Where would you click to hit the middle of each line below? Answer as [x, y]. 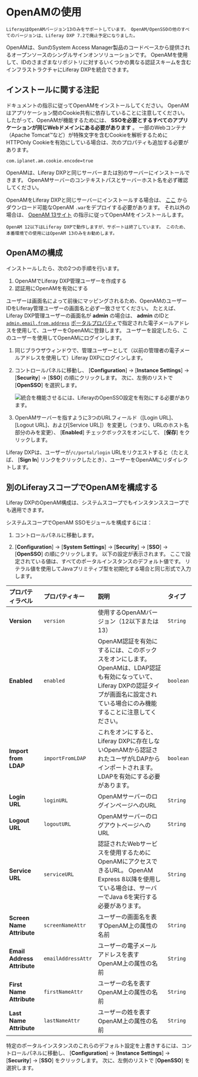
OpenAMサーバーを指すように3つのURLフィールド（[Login [86, 417]
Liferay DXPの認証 [123, 686]
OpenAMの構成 [34, 253]
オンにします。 [130, 659]
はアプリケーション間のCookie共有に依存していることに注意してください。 [97, 112]
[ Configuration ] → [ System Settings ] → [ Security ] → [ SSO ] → [91, 547]
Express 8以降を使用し [129, 880]
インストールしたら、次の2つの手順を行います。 [64, 268]
